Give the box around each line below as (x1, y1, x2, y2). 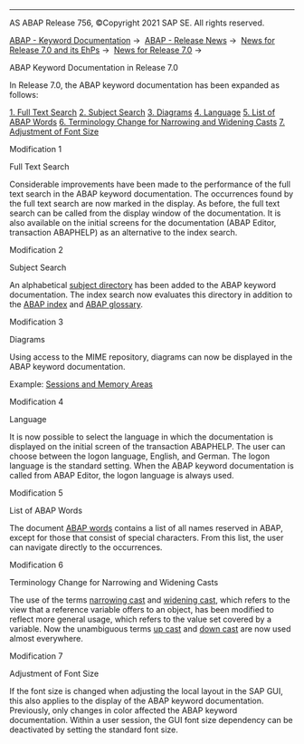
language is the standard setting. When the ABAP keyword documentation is (9, 460, 294, 471)
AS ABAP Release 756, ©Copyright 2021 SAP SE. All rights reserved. (9, 17, 265, 28)
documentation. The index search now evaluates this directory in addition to (9, 289, 293, 300)
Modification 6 (9, 559, 63, 570)
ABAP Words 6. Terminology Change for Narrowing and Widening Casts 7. (9, 117, 285, 127)
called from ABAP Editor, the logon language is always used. (9, 470, 234, 480)
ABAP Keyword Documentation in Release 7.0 (9, 63, 178, 72)
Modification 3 (9, 316, 63, 327)
